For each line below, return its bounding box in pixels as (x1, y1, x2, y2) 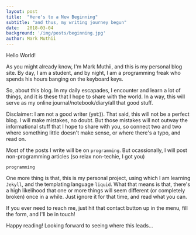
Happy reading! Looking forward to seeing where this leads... (6, 222, 153, 229)
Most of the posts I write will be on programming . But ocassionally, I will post (6, 147, 187, 154)
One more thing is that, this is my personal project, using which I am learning (6, 175, 191, 181)
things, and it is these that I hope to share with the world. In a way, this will (6, 93, 185, 100)
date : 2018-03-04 (6, 25, 54, 31)
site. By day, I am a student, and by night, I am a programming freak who (6, 70, 181, 76)
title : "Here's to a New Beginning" (6, 14, 98, 20)
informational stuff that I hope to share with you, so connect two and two (6, 123, 181, 130)
